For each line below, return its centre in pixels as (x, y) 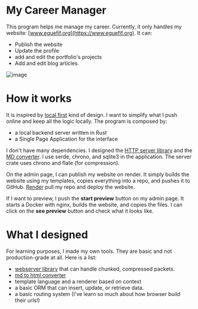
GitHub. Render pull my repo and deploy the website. (70, 187)
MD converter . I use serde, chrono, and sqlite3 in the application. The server (99, 157)
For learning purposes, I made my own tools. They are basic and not (89, 251)
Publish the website (39, 44)
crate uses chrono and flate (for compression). (63, 162)
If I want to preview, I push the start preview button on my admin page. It (95, 198)
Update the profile (37, 50)
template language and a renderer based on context (78, 281)
